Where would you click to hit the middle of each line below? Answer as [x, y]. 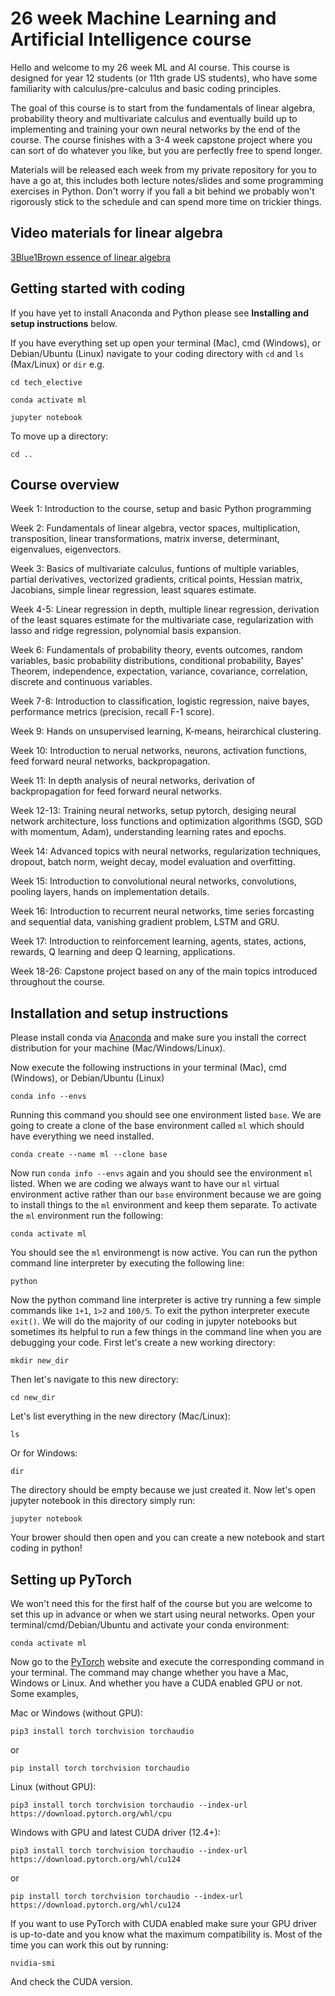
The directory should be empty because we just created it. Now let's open [163, 1490]
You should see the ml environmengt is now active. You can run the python [164, 1253]
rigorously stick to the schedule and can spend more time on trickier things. [166, 201]
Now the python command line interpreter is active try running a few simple [166, 1300]
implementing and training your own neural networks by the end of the [155, 129]
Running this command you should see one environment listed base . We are [166, 1115]
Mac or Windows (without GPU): [76, 1713]
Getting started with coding [98, 288]
